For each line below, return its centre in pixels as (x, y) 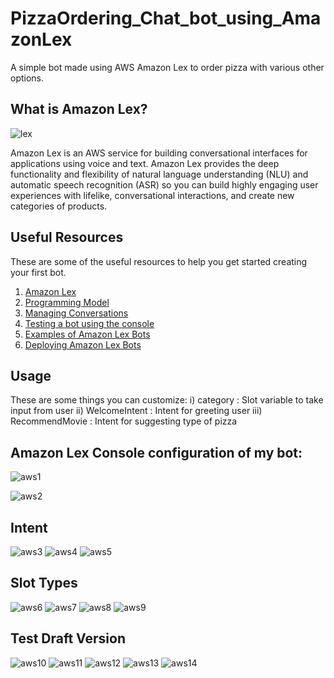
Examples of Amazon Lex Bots (87, 334)
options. (27, 78)
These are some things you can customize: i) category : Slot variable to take (167, 400)
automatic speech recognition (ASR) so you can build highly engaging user (164, 184)
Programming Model (67, 302)
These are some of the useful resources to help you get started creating (159, 261)
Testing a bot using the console (89, 323)
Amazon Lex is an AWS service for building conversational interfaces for (159, 153)
